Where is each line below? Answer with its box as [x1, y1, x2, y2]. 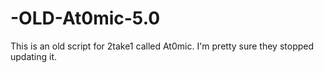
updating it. [10, 50, 58, 62]
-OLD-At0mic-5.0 [10, 7, 161, 30]
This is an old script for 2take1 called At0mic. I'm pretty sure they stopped [10, 40, 315, 52]
